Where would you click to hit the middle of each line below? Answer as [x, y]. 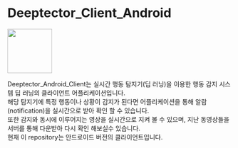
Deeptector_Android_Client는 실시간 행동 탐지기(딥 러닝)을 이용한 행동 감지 [113, 84]
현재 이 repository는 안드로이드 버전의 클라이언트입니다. [85, 137]
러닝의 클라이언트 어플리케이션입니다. [74, 93]
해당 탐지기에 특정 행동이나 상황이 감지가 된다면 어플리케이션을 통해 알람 [107, 101]
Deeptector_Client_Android [89, 13]
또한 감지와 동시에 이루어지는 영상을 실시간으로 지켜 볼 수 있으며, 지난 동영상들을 [119, 119]
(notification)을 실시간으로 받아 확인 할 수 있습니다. [78, 110]
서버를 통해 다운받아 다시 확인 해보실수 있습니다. [74, 128]
